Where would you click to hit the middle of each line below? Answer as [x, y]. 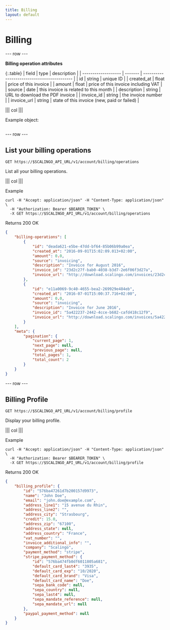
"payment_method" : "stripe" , [54, 552]
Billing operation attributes [34, 63]
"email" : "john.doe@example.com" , [60, 500]
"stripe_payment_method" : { [53, 557]
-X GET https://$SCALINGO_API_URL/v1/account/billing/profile [77, 463]
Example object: [22, 120]
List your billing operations [48, 150]
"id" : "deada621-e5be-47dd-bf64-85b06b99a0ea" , [83, 247]
